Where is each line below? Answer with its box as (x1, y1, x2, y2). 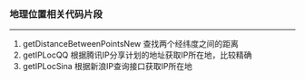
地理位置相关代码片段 (9, 7, 103, 20)
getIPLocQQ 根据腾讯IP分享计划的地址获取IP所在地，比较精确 (22, 49, 252, 60)
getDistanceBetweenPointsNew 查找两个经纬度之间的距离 (22, 39, 239, 49)
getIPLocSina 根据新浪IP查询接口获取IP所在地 (22, 61, 192, 72)
